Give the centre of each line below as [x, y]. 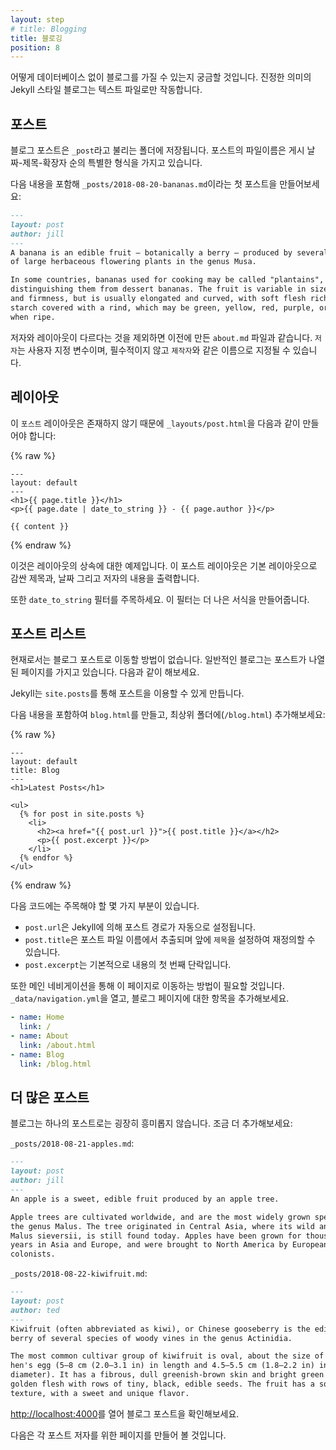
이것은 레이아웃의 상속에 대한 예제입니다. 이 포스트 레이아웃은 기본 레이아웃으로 [164, 565]
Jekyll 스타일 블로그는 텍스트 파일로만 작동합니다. [106, 90]
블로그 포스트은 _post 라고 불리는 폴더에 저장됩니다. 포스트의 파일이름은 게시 [157, 150]
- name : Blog [37, 1054]
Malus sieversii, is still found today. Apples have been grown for [156, 1236]
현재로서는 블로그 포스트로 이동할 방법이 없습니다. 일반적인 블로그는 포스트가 [158, 660]
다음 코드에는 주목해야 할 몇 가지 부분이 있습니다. [105, 906]
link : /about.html [58, 1045]
